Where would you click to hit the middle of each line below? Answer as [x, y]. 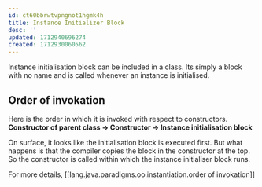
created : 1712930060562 [47, 45]
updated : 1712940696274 [47, 37]
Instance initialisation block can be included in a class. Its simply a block [125, 67]
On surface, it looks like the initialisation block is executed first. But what [125, 142]
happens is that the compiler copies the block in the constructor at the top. [129, 151]
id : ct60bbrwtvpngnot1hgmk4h [56, 15]
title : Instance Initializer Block [66, 23]
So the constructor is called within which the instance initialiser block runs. [129, 159]
